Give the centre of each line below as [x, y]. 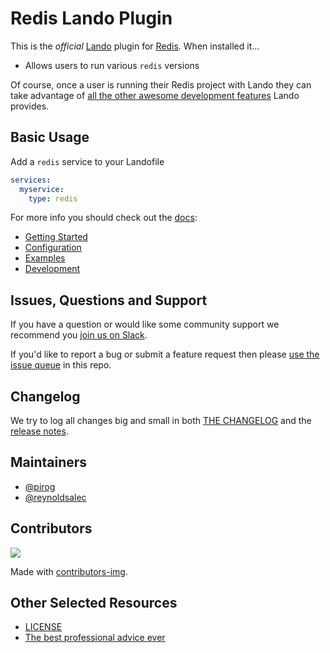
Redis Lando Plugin [91, 18]
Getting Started [56, 237]
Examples [45, 258]
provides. [30, 106]
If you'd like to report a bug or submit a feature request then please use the [165, 354]
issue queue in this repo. [61, 365]
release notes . [39, 431]
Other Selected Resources [94, 603]
